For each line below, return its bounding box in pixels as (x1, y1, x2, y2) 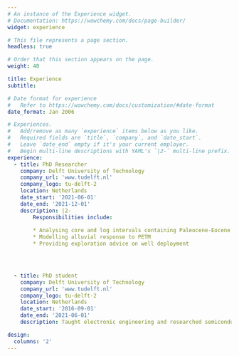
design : (7, 331, 31, 338)
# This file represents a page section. (7, 36, 129, 43)
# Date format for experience (7, 95, 97, 102)
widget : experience (7, 23, 65, 31)
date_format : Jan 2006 (7, 108, 75, 115)
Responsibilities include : (33, 214, 113, 221)
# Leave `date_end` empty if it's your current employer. (7, 141, 190, 148)
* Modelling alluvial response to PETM (33, 234, 152, 241)
